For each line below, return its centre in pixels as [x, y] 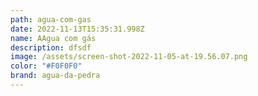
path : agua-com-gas [51, 19]
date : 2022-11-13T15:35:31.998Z [77, 29]
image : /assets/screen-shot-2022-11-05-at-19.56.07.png [129, 57]
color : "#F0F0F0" [46, 66]
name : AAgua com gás [53, 38]
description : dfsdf [51, 47]
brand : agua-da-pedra [55, 76]
